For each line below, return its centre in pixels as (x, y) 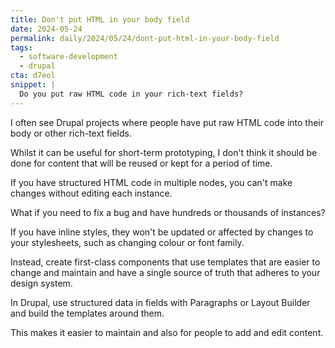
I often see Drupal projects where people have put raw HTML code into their (167, 122)
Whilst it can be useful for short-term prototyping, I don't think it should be (164, 152)
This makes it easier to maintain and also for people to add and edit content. (167, 332)
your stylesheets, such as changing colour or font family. (127, 242)
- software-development (68, 57)
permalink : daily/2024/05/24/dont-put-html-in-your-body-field (145, 38)
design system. (41, 283)
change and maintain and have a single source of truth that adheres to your (165, 272)
